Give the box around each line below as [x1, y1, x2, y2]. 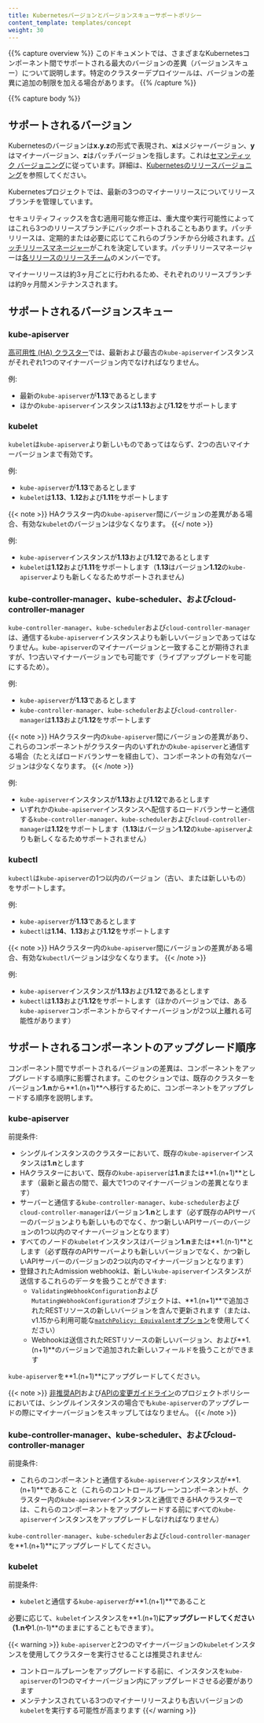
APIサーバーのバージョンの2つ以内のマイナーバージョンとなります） [26, 1256, 248, 1266]
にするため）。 [8, 662, 53, 672]
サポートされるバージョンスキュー [8, 304, 174, 318]
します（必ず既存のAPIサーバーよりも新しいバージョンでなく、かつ [19, 1247, 237, 1256]
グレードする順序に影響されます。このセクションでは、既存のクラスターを [14, 1073, 255, 1082]
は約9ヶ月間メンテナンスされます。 [8, 280, 123, 289]
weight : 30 [8, 26, 44, 34]
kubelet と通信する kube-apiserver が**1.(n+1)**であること [19, 1596, 207, 1606]
